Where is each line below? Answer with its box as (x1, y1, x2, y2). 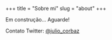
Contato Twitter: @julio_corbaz (5, 27, 80, 34)
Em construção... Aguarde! (5, 16, 70, 23)
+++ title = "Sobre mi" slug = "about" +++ (5, 5, 106, 12)
